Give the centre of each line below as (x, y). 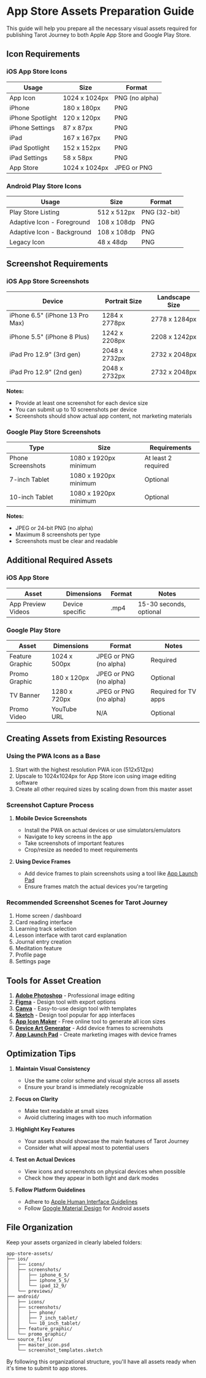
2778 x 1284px (174, 319)
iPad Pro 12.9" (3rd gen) (45, 354)
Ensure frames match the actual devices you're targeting (96, 886)
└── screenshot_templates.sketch (60, 1350)
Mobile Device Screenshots (51, 818)
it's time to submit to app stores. (47, 1368)
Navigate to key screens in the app (68, 836)
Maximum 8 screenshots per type (58, 534)
